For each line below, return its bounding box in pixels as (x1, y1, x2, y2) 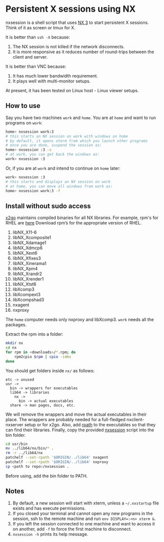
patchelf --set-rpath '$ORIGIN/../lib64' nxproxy (5, 460, 109, 464)
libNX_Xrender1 (12, 276, 44, 282)
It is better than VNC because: (5, 63, 66, 69)
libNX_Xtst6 (12, 281, 37, 287)
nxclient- (126, 416, 144, 422)
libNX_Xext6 (12, 250, 38, 256)
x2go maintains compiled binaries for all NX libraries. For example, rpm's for (5, 215, 159, 221)
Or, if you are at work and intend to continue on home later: (5, 165, 121, 171)
